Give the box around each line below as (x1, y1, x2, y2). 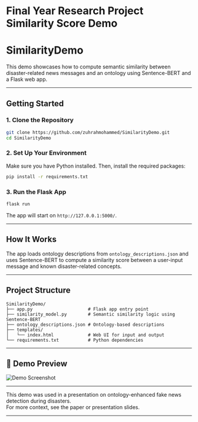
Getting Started (6, 99, 64, 109)
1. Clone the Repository (6, 116, 74, 125)
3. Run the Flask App (6, 188, 67, 196)
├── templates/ (6, 326, 44, 333)
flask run (6, 201, 31, 207)
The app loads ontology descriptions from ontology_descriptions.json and (6, 250, 189, 257)
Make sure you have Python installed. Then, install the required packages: (6, 162, 186, 169)
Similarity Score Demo (6, 17, 118, 30)
